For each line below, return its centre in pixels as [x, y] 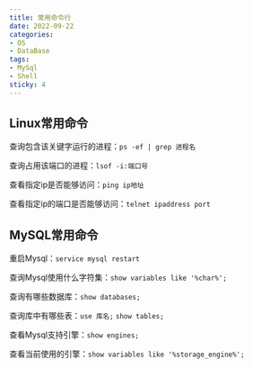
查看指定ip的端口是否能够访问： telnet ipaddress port [110, 204]
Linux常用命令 [48, 124]
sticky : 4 [28, 85]
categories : [31, 34]
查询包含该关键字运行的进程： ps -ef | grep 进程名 [102, 147]
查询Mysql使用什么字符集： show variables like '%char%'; [118, 278]
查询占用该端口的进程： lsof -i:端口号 [79, 166]
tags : [19, 59]
